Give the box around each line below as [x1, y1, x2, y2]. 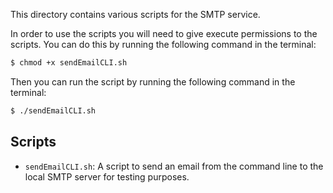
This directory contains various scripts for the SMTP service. [10, 9, 261, 20]
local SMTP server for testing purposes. [24, 170, 190, 183]
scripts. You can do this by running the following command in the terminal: [10, 39, 317, 50]
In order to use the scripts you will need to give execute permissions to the [10, 28, 318, 39]
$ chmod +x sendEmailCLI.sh [10, 58, 128, 68]
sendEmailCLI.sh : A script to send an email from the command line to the [24, 160, 324, 172]
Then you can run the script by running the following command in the [10, 75, 296, 88]
